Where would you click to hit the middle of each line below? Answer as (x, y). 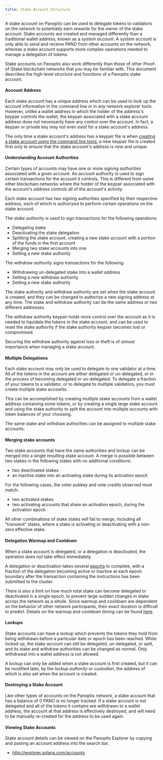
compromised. (19, 332)
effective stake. (31, 529)
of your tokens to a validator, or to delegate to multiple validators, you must (80, 384)
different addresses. (25, 307)
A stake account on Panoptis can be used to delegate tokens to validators (79, 23)
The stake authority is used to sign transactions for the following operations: (81, 218)
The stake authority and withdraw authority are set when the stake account (80, 292)
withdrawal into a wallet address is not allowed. (52, 654)
